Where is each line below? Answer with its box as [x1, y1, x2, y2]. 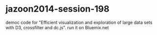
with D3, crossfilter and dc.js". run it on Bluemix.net [5, 24, 109, 30]
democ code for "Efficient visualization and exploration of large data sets [5, 19, 153, 25]
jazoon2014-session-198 [5, 3, 110, 15]
